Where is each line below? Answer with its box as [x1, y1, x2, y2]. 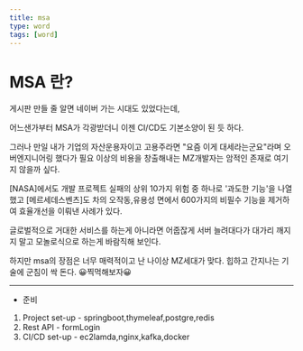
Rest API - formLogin [22, 322, 101, 333]
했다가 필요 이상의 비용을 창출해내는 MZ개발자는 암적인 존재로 [55, 152, 272, 163]
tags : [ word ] [9, 30, 59, 39]
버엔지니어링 [9, 152, 54, 163]
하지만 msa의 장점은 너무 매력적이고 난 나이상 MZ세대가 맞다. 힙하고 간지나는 [9, 255, 280, 266]
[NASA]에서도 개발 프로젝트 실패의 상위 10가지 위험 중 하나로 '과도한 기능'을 [9, 183, 276, 194]
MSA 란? [9, 71, 74, 92]
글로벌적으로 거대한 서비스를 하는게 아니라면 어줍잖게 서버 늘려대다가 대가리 [9, 225, 275, 236]
